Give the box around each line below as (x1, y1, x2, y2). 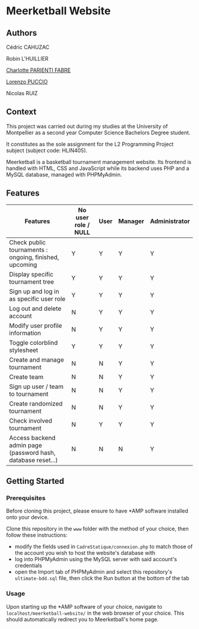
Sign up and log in (9, 287, 59, 295)
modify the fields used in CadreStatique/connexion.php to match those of (14, 543, 193, 551)
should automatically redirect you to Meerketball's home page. (6, 615, 159, 622)
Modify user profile (9, 321, 62, 329)
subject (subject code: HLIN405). (6, 147, 88, 154)
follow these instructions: (6, 531, 68, 539)
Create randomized (9, 400, 63, 408)
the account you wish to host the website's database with (14, 549, 156, 556)
